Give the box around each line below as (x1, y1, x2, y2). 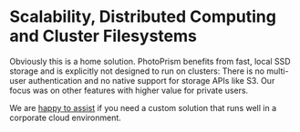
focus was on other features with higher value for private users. (9, 85, 249, 96)
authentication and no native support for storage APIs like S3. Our (28, 75, 275, 86)
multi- (266, 66, 289, 76)
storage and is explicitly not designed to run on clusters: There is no (9, 66, 265, 76)
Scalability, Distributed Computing (9, 6, 276, 27)
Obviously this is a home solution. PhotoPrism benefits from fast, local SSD (9, 56, 291, 66)
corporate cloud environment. (9, 112, 121, 123)
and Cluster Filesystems (9, 25, 198, 46)
